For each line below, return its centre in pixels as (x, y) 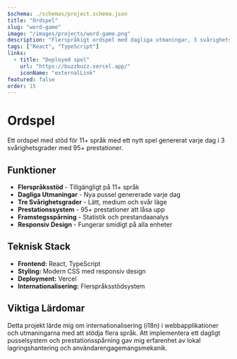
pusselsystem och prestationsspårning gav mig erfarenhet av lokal (104, 340)
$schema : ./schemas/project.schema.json (68, 14)
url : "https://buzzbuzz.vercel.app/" (75, 66)
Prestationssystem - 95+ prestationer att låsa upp (91, 209)
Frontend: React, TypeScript (59, 263)
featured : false (31, 79)
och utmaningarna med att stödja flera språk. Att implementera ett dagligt (114, 333)
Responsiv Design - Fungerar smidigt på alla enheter (95, 224)
